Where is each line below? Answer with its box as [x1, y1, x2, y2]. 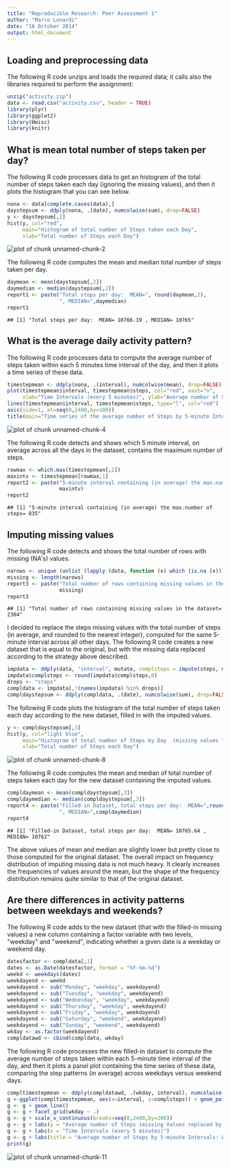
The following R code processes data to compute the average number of [7, 353, 212, 362]
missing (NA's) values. [7, 554, 71, 562]
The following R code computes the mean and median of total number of [7, 769, 212, 778]
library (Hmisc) [7, 119, 51, 125]
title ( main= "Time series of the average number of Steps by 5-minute [7, 412, 210, 420]
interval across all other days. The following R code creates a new [27, 638, 214, 646]
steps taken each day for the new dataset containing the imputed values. [7, 776, 212, 784]
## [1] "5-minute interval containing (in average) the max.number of [7, 504, 213, 511]
